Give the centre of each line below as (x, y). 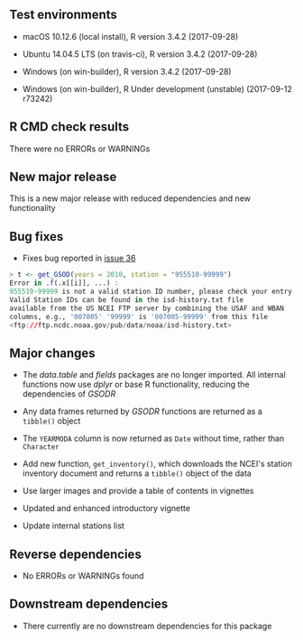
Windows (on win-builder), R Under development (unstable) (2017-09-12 (157, 88)
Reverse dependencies (75, 554)
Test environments (63, 15)
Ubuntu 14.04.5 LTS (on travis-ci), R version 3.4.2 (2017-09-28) (140, 54)
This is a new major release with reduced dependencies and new (130, 198)
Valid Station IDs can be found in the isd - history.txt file (127, 300)
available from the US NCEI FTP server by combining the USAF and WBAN (147, 308)
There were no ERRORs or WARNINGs (80, 149)
